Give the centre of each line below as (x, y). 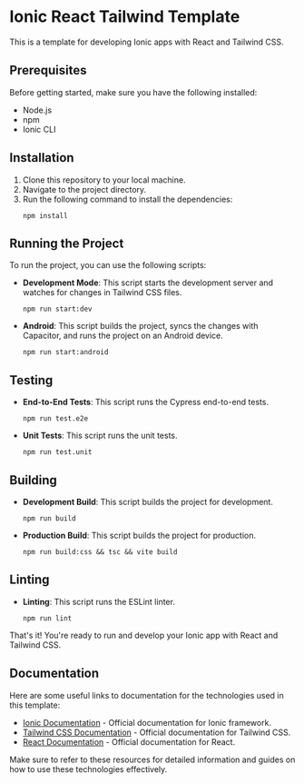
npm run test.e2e (55, 419)
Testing (31, 380)
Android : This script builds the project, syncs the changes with (140, 326)
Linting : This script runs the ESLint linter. (98, 601)
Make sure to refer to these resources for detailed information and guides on (152, 759)
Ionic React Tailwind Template (125, 17)
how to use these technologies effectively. (88, 769)
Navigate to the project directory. (84, 189)
